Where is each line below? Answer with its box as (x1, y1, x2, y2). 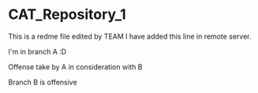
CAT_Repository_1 (8, 6, 126, 24)
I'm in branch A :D (8, 46, 67, 56)
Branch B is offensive (8, 77, 77, 87)
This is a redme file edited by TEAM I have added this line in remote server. (8, 32, 252, 41)
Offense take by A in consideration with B (8, 61, 144, 72)
